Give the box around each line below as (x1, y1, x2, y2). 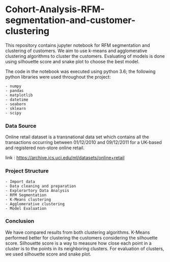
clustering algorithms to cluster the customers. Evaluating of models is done (5, 53, 165, 59)
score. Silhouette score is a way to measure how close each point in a (5, 240, 152, 246)
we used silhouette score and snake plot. (5, 251, 92, 257)
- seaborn (5, 101, 26, 107)
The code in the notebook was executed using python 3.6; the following (5, 68, 156, 75)
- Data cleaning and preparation (5, 183, 76, 188)
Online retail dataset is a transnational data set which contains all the (5, 134, 149, 140)
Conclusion (5, 218, 35, 225)
